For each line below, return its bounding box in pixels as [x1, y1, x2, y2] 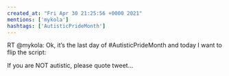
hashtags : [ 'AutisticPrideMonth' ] [7, 22, 106, 29]
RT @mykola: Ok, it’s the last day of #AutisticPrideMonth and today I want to [7, 41, 223, 50]
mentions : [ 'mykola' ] [7, 16, 69, 23]
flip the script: [7, 48, 47, 56]
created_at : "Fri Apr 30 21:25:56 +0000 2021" [7, 9, 143, 17]
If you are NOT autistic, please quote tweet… [7, 62, 134, 70]
